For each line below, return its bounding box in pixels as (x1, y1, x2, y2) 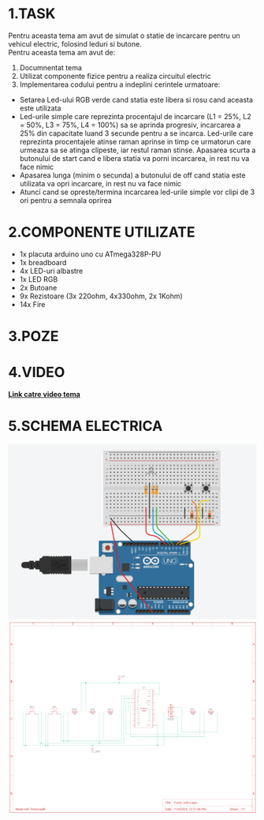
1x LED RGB (19, 274, 58, 284)
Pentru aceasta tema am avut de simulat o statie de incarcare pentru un (8, 31, 240, 40)
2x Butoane (19, 283, 58, 292)
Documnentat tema (19, 62, 83, 72)
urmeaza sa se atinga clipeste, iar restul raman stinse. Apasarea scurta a (19, 145, 256, 155)
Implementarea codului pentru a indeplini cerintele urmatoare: (19, 80, 221, 89)
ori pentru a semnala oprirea (19, 195, 112, 205)
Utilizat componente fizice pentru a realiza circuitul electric (19, 71, 211, 81)
